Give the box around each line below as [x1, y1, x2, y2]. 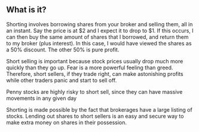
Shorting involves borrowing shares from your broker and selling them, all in [6, 20, 193, 27]
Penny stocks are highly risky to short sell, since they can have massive [6, 88, 183, 95]
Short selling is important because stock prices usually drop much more [6, 57, 183, 65]
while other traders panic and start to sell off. [6, 76, 117, 84]
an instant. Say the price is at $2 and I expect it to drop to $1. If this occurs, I [6, 27, 194, 34]
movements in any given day [6, 94, 76, 102]
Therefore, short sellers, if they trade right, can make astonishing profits [6, 70, 183, 77]
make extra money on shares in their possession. [6, 119, 127, 126]
